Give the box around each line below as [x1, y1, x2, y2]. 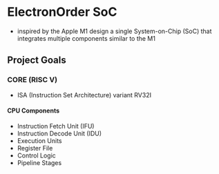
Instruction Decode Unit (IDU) [17, 129, 102, 137]
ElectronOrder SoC [7, 4, 117, 20]
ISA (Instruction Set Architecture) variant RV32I [17, 90, 152, 99]
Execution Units [17, 136, 62, 145]
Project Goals [7, 55, 67, 66]
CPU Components [7, 106, 60, 115]
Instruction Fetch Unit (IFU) [17, 122, 95, 130]
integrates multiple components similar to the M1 [17, 34, 155, 42]
